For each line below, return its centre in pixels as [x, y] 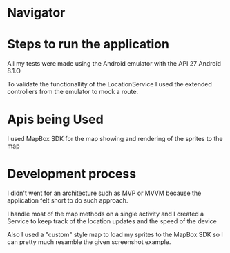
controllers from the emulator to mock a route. [73, 92]
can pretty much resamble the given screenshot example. [89, 242]
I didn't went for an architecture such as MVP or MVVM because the [104, 193]
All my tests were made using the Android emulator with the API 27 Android [114, 64]
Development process [72, 174]
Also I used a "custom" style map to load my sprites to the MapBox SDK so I [115, 234]
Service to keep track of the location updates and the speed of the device [112, 221]
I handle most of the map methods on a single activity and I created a [106, 214]
